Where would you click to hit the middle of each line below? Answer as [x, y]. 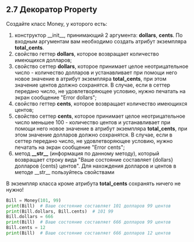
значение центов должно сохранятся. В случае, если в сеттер [92, 85]
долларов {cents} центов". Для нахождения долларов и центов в [95, 166]
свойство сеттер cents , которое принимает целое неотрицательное [100, 116]
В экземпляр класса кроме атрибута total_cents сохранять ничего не [93, 183]
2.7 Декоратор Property [52, 10]
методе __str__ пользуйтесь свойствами [65, 172]
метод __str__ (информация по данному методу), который [87, 153]
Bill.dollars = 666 [30, 217]
